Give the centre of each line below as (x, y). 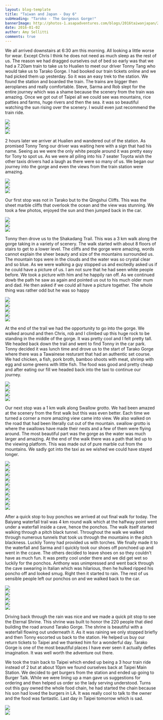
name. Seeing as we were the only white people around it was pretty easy (79, 151)
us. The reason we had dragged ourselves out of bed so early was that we (79, 61)
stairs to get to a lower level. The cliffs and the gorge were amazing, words (80, 249)
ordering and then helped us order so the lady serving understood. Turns (78, 683)
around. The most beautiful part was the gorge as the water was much (75, 434)
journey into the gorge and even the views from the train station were (74, 166)
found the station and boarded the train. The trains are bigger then (71, 81)
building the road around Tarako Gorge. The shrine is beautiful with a (74, 627)
